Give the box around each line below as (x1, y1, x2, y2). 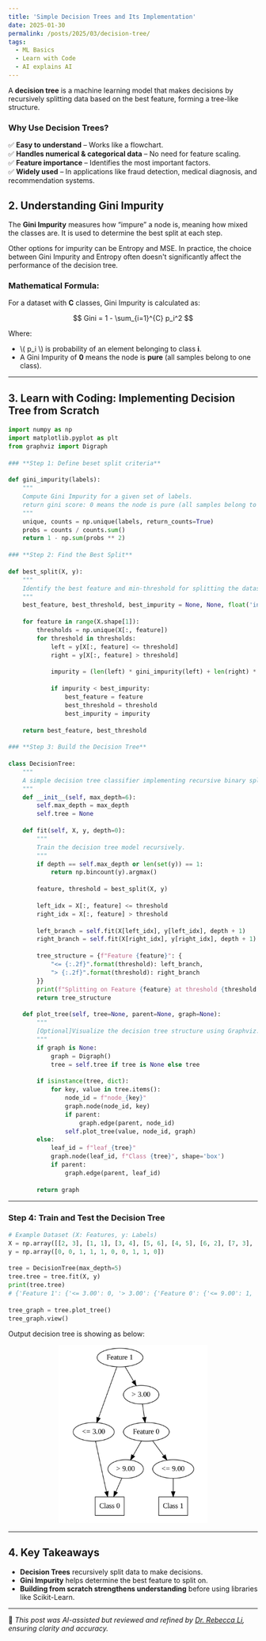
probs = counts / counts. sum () (22, 526, 126, 534)
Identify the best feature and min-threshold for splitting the (22, 584, 239, 592)
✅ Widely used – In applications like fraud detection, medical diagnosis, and (8, 167, 257, 177)
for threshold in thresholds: (36, 634, 136, 642)
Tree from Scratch (8, 404, 100, 417)
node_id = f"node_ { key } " (64, 1094, 147, 1102)
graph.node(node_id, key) (64, 1102, 150, 1110)
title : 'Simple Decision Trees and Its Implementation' (8, 13, 196, 21)
